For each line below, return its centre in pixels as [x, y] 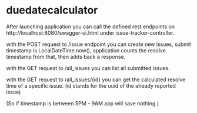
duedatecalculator [52, 10]
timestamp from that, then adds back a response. [66, 56]
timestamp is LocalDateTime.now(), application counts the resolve [86, 50]
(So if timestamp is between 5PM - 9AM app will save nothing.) [83, 103]
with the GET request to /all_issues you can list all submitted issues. [88, 68]
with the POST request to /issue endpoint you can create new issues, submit [98, 44]
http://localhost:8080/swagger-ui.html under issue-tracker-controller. [90, 32]
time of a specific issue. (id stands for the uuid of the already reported [91, 85]
